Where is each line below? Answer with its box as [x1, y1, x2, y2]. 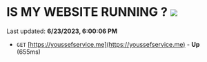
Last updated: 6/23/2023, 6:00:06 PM [6, 27, 118, 35]
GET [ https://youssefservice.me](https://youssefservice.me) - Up [16, 40, 200, 48]
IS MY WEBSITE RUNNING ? [6, 4, 168, 20]
